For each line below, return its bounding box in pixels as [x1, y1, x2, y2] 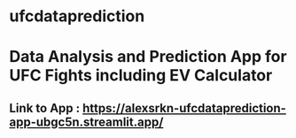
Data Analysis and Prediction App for [9, 47, 287, 67]
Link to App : [9, 100, 81, 116]
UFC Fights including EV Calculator [9, 65, 273, 86]
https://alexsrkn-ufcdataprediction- [82, 100, 286, 116]
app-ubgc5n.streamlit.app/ [9, 114, 164, 129]
